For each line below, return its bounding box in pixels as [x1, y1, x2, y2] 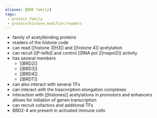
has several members [12, 55, 56, 61]
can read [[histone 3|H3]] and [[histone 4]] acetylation [12, 45, 123, 51]
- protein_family [7, 16, 43, 21]
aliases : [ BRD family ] [5, 7, 52, 12]
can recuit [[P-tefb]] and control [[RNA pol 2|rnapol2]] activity [12, 50, 137, 56]
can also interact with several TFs [12, 82, 80, 88]
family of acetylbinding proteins [12, 34, 77, 40]
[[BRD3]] [19, 66, 38, 72]
